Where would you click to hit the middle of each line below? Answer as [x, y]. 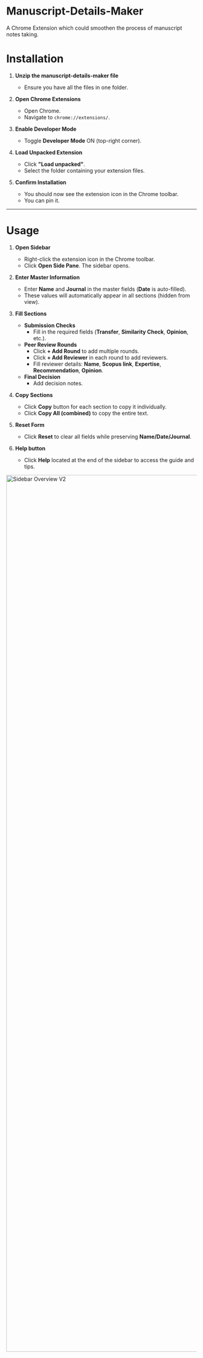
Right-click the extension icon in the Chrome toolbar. [89, 259]
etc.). [40, 338]
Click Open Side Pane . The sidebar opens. [77, 265]
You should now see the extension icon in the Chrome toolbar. [101, 194]
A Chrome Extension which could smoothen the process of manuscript [94, 28]
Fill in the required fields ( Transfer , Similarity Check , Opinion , [111, 332]
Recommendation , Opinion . [68, 370]
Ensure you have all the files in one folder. [76, 87]
